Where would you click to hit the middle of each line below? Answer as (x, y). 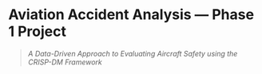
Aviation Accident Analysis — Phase (131, 15)
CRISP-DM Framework (65, 62)
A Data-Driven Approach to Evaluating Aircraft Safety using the (133, 53)
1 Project (37, 31)
